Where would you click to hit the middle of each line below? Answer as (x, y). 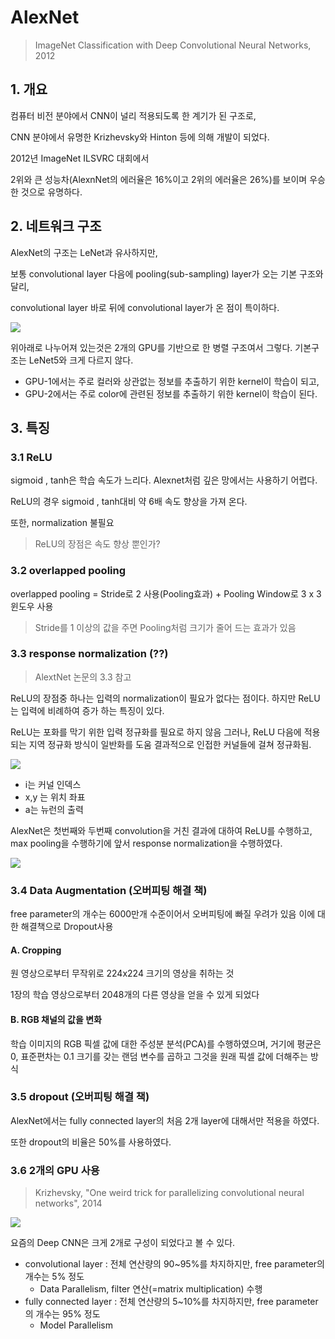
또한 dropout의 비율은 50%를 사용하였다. (91, 1142)
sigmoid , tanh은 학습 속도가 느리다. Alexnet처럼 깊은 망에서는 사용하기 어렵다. (164, 480)
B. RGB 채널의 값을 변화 (56, 1019)
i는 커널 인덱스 (53, 784)
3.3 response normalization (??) (89, 654)
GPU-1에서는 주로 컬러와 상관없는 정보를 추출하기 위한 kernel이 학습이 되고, (172, 381)
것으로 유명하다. (51, 192)
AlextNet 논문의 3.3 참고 (83, 677)
